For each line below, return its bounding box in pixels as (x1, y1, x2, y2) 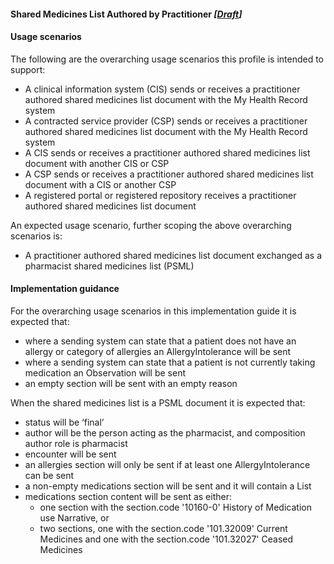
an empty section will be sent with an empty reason (24, 378, 238, 389)
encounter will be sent (24, 448, 117, 460)
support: (10, 63, 46, 75)
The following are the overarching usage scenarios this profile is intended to (10, 53, 325, 65)
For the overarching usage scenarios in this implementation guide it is (10, 305, 297, 317)
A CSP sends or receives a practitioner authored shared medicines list (24, 168, 314, 180)
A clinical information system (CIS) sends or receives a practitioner (24, 83, 301, 95)
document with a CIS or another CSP (24, 178, 177, 190)
